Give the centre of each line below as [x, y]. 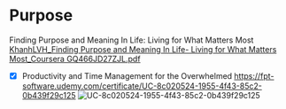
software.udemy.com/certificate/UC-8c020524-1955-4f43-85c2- [142, 86]
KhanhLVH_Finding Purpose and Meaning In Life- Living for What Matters [143, 49]
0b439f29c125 [49, 95]
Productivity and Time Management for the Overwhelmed [127, 75]
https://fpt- [254, 75]
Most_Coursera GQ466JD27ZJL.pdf [75, 58]
